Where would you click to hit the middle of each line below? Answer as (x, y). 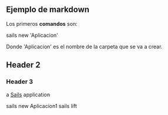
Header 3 (20, 82)
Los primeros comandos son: (42, 23)
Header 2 (23, 65)
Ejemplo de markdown (48, 10)
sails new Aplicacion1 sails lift (42, 106)
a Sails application (28, 94)
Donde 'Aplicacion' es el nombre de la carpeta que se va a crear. (84, 46)
